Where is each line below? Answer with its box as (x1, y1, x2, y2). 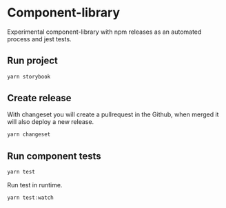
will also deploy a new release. (7, 118, 94, 126)
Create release (7, 92, 72, 104)
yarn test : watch (7, 194, 54, 201)
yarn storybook (7, 73, 51, 80)
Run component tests (7, 150, 101, 162)
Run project (7, 55, 59, 67)
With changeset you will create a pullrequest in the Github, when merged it (7, 110, 219, 118)
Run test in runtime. (7, 181, 63, 189)
